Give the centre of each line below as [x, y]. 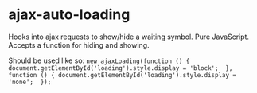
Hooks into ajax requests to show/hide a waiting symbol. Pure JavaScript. [128, 37]
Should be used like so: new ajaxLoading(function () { [99, 60]
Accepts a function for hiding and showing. [79, 45]
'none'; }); [30, 82]
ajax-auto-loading [69, 15]
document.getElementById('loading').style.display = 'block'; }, [121, 68]
